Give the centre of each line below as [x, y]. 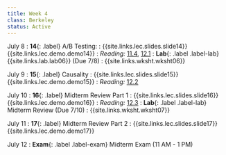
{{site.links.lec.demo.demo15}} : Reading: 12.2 [73, 82]
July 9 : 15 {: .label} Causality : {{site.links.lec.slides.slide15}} [93, 74]
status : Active [29, 26]
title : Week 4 [28, 14]
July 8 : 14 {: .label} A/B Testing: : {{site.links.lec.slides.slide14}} [97, 47]
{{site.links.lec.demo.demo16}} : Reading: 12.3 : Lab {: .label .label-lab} [107, 103]
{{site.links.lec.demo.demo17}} [51, 131]
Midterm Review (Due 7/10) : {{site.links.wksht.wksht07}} [89, 110]
